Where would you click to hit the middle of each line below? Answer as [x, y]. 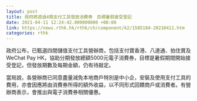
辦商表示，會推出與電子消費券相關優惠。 [55, 92]
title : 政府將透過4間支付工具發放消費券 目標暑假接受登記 [69, 17]
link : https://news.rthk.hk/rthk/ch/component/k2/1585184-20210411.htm [95, 28]
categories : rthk [27, 33]
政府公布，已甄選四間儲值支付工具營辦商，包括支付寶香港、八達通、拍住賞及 [98, 51]
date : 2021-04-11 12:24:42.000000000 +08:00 [61, 22]
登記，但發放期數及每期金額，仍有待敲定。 [62, 65]
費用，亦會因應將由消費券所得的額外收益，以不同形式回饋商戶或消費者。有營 [98, 85]
